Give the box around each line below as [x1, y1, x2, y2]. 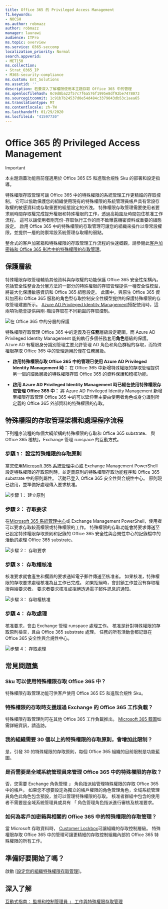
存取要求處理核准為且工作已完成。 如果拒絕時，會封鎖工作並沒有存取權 [13, 580, 160, 586]
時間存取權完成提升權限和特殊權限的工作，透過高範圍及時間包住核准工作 [13, 210, 163, 216]
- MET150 [5, 58, 23, 63]
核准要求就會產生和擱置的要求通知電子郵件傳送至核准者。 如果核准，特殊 [5, 573, 155, 580]
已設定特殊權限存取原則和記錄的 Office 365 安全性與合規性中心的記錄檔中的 [5, 530, 161, 536]
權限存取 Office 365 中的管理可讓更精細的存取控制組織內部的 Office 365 [5, 832, 153, 838]
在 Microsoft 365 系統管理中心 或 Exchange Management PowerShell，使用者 [5, 518, 162, 524]
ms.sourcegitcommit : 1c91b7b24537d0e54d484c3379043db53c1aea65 [5, 95, 140, 100]
